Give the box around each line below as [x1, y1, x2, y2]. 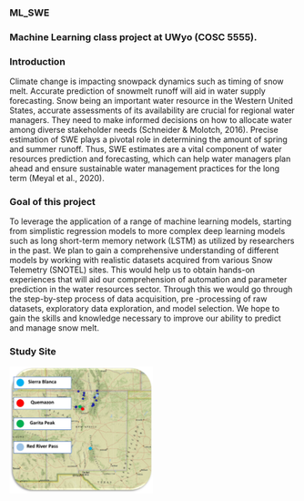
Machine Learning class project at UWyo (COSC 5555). [9, 30, 258, 43]
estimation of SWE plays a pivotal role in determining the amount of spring [9, 134, 289, 145]
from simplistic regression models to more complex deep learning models [9, 226, 286, 237]
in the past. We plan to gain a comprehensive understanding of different [9, 245, 279, 256]
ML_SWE [9, 6, 50, 19]
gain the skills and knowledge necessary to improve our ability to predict [9, 312, 282, 324]
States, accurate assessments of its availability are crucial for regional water [9, 105, 296, 116]
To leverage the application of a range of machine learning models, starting [9, 216, 292, 227]
